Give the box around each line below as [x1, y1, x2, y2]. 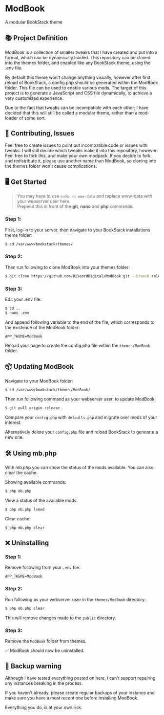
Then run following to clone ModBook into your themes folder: [5, 264, 130, 270]
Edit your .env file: [5, 296, 41, 302]
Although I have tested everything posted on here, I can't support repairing [5, 675, 156, 681]
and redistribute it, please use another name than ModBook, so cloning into [5, 157, 157, 164]
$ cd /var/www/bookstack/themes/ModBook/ [5, 387, 91, 392]
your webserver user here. [17, 199, 71, 204]
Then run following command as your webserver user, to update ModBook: [5, 396, 156, 402]
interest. [5, 420, 22, 425]
